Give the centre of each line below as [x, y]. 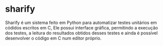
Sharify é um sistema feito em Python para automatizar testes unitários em [81, 23]
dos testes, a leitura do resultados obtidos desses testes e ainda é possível [81, 33]
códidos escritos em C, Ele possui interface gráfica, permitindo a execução [81, 27]
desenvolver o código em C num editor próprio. [53, 38]
